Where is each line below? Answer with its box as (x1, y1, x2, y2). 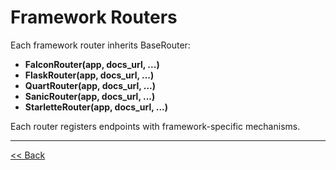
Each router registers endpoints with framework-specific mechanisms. (10, 120, 301, 132)
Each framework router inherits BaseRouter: (10, 39, 191, 51)
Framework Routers (10, 6, 178, 29)
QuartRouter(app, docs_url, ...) (24, 79, 157, 91)
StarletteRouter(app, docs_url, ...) (24, 101, 169, 113)
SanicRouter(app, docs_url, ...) (24, 90, 156, 102)
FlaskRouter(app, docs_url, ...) (24, 69, 155, 81)
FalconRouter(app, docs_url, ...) (24, 58, 160, 70)
